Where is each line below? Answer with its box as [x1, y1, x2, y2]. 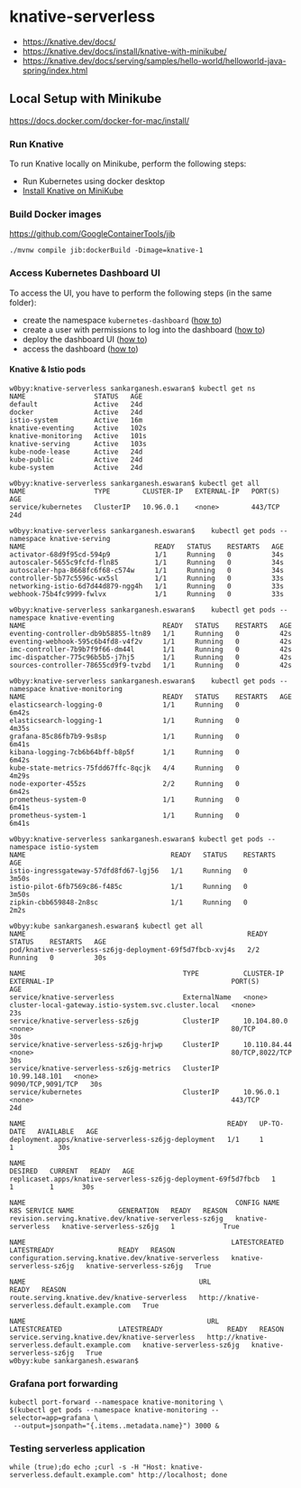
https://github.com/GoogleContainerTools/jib [9, 229, 176, 239]
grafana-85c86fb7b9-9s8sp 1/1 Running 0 [9, 732, 241, 741]
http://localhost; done [138, 1471, 228, 1480]
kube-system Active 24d [9, 463, 143, 472]
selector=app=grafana [9, 1414, 91, 1423]
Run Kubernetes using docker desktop [22, 176, 165, 187]
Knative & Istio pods [9, 364, 87, 375]
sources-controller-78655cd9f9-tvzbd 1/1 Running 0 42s [9, 660, 293, 669]
